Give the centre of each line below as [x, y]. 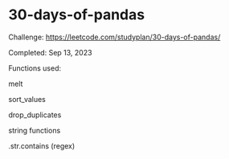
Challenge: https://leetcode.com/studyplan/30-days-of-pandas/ [115, 37]
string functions [35, 130]
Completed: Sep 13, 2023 [50, 52]
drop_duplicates [35, 115]
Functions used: [35, 68]
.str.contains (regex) [42, 145]
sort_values [27, 99]
